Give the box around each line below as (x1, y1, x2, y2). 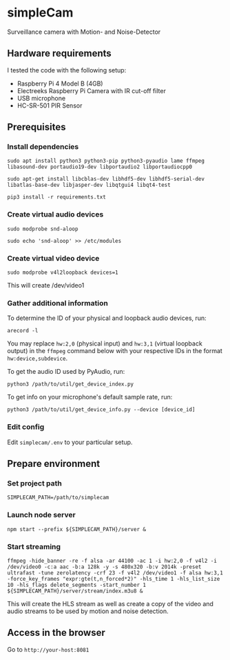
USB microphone (17, 94, 66, 102)
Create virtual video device (7, 253, 100, 263)
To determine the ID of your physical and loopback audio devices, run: (7, 314, 207, 322)
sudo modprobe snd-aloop (7, 226, 79, 232)
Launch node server (7, 510, 76, 520)
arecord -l (7, 328, 39, 334)
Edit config (7, 422, 45, 432)
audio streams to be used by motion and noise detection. (7, 607, 169, 615)
